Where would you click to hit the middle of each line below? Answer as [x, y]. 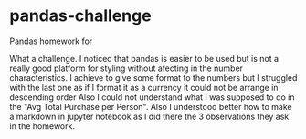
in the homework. [42, 126]
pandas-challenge [81, 16]
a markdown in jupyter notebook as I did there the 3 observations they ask [149, 116]
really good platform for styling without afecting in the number [127, 68]
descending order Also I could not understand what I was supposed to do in [152, 97]
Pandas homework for [51, 41]
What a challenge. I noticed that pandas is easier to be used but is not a [144, 58]
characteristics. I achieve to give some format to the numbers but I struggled [153, 77]
